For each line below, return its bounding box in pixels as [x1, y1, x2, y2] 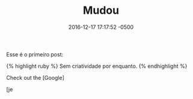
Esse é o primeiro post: [6, 50, 64, 58]
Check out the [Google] [6, 74, 65, 81]
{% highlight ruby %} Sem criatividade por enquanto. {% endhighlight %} [6, 62, 188, 70]
